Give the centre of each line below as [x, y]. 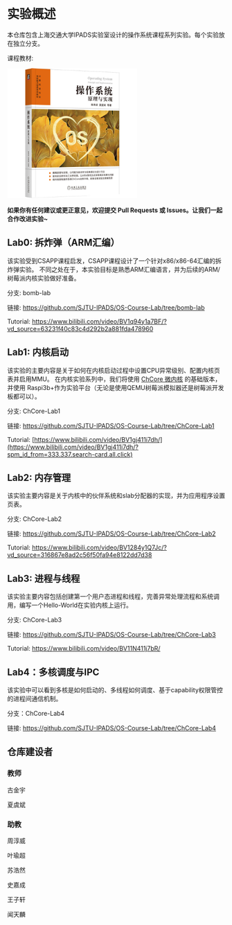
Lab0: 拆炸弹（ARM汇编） [63, 243]
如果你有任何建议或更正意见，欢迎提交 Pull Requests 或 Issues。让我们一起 [115, 210]
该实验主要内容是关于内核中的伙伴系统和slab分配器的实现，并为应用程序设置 [116, 495]
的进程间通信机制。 [35, 698]
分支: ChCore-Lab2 [35, 519]
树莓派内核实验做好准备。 [44, 278]
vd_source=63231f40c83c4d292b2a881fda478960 [80, 328]
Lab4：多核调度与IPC [53, 672]
